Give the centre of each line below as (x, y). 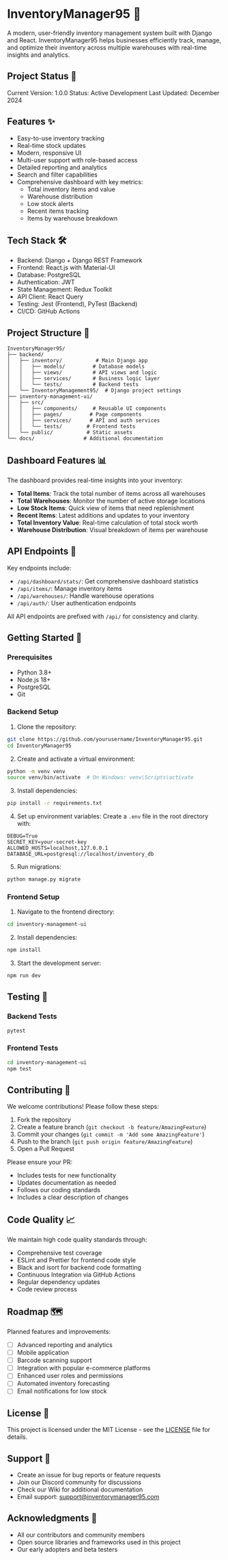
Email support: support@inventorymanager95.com (88, 1497)
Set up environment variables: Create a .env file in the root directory (113, 816)
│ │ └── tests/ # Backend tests (73, 385)
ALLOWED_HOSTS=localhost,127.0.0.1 (58, 848)
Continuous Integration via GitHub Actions (76, 1275)
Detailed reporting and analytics (62, 167)
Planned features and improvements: (59, 1332)
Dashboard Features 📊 (57, 461)
